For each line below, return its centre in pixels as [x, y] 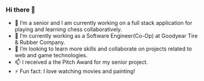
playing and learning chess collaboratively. [68, 29]
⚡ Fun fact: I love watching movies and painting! [75, 71]
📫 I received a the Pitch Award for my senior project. [81, 62]
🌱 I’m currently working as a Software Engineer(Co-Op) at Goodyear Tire [106, 36]
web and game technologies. [51, 55]
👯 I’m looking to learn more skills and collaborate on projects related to [103, 49]
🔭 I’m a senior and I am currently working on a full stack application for [104, 23]
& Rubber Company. [40, 43]
